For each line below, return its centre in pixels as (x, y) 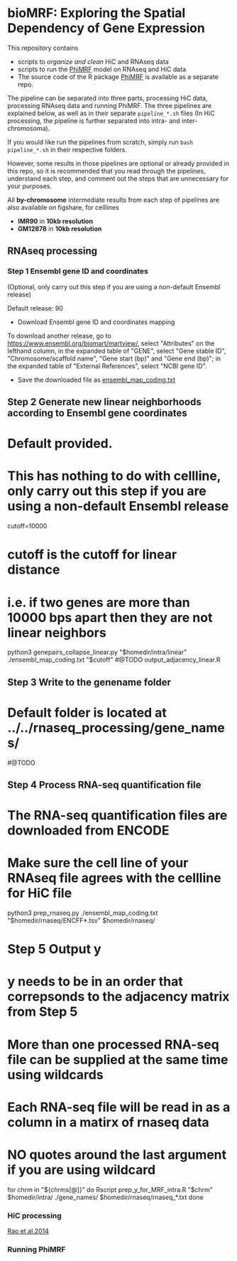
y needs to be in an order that (95, 982)
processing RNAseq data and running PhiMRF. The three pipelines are (110, 105)
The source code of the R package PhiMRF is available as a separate (118, 77)
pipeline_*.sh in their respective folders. (67, 149)
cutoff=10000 (27, 526)
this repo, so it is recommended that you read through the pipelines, (106, 171)
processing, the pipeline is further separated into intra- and (94, 120)
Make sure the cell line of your (98, 863)
